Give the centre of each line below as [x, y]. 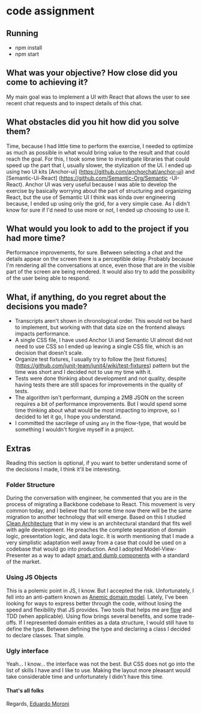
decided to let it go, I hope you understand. [68, 417]
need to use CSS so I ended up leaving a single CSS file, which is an [99, 346]
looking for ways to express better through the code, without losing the [94, 603]
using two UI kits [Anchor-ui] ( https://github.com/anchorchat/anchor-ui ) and [100, 171]
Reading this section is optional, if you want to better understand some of [97, 463]
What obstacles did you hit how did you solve [93, 122]
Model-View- [160, 549]
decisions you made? [47, 306]
